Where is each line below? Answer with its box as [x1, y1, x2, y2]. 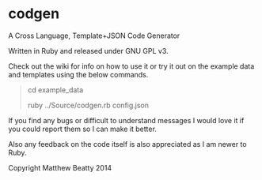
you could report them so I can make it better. [8, 124, 157, 133]
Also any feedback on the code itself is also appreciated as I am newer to [8, 139, 247, 148]
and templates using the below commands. [8, 69, 149, 79]
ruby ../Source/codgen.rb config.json [27, 100, 149, 110]
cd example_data [27, 84, 84, 95]
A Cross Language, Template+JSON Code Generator [8, 31, 180, 40]
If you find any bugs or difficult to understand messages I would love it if [8, 115, 245, 125]
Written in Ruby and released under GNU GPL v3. [8, 46, 169, 55]
